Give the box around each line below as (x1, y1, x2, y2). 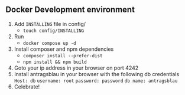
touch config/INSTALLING (22, 28, 85, 34)
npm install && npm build (22, 59, 87, 65)
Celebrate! (14, 83, 40, 90)
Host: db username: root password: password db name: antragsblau (14, 78, 178, 84)
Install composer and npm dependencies (14, 45, 114, 53)
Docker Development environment (5, 5, 135, 15)
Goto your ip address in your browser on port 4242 (14, 64, 139, 71)
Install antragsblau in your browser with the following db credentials (14, 70, 180, 77)
